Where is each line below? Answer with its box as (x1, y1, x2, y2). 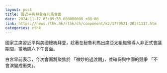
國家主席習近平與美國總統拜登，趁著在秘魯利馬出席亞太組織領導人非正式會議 (5, 40, 162, 46)
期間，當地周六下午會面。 (5, 46, 58, 52)
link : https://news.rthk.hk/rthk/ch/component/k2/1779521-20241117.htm (5, 21, 157, 26)
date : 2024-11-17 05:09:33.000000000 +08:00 (5, 16, 99, 21)
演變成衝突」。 (9, 63, 38, 69)
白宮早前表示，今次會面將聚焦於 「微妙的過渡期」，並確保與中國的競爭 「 (5, 56, 154, 62)
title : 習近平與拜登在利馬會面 (5, 12, 62, 17)
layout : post (5, 7, 32, 12)
